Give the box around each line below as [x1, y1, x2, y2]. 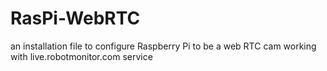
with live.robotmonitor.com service [10, 50, 153, 62]
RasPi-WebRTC [10, 7, 141, 30]
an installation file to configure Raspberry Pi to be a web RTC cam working [10, 40, 317, 52]
